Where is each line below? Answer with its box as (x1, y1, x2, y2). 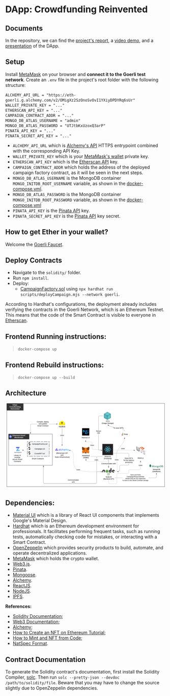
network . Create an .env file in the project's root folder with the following (5, 77, 159, 83)
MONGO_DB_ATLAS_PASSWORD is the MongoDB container (12, 191, 121, 197)
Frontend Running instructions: (5, 332, 107, 341)
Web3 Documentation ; (12, 619, 60, 625)
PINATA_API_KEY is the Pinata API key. (12, 207, 90, 213)
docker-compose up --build (17, 375, 75, 380)
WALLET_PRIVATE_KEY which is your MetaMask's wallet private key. (12, 153, 149, 159)
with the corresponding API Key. (12, 148, 80, 154)
